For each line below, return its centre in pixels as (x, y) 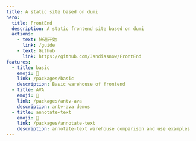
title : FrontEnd (32, 23)
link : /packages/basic (46, 79)
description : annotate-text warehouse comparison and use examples (103, 129)
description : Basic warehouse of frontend (71, 85)
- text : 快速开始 (37, 40)
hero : (13, 17)
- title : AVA (28, 90)
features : (19, 62)
